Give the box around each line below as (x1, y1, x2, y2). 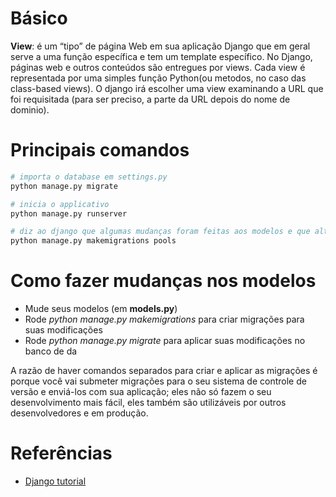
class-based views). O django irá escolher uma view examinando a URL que (10, 82, 324, 94)
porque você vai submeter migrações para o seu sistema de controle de (10, 375, 307, 387)
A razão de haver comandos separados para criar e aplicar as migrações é (10, 365, 318, 377)
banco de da (24, 345, 78, 357)
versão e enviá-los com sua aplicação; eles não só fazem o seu (10, 386, 272, 398)
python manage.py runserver (10, 208, 128, 219)
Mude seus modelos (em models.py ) (24, 303, 178, 315)
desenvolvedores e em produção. (10, 407, 149, 419)
